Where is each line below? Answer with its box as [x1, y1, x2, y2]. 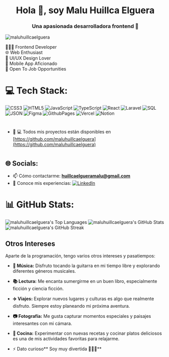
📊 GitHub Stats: [5, 199, 75, 210]
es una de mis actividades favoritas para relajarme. [12, 335, 120, 342]
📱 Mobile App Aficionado [5, 60, 57, 67]
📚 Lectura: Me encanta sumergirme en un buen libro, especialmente [12, 278, 157, 284]
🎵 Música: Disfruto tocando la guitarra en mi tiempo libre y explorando [12, 263, 160, 269]
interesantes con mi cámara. [12, 320, 73, 327]
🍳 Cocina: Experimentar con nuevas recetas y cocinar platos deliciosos [12, 330, 162, 336]
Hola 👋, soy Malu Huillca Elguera [16, 5, 155, 16]
